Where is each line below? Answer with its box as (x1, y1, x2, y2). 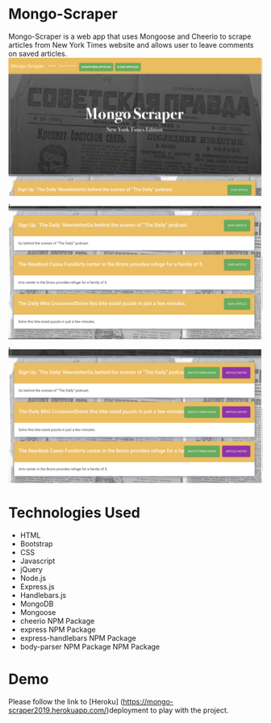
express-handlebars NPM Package (19, 633, 137, 642)
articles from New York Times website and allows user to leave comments (8, 40, 254, 49)
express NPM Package (19, 625, 96, 634)
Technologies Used (8, 504, 141, 521)
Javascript (19, 556, 56, 566)
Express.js (19, 582, 55, 591)
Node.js (19, 573, 47, 583)
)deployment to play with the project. (106, 705, 229, 715)
